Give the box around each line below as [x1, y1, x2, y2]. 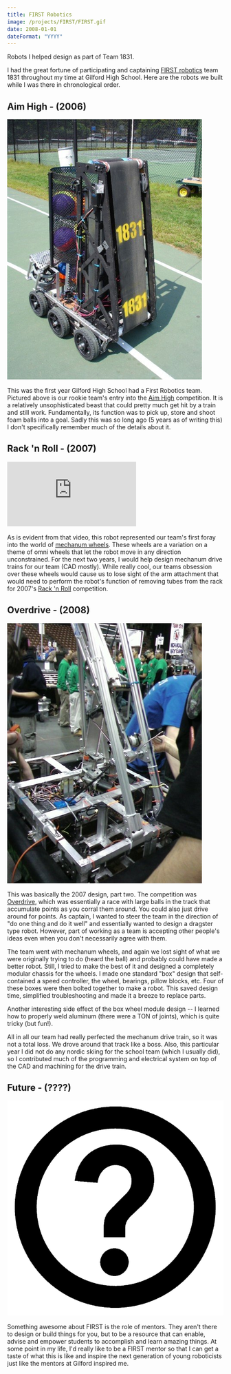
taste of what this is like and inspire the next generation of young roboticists [7, 1351, 222, 1360]
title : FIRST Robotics [7, 11, 72, 18]
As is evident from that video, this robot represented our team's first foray [7, 533, 217, 541]
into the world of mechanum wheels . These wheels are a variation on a [7, 540, 208, 548]
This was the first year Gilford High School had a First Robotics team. [7, 387, 203, 395]
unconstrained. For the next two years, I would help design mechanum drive [7, 555, 223, 563]
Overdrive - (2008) [7, 604, 91, 616]
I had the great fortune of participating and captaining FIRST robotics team [7, 66, 219, 74]
